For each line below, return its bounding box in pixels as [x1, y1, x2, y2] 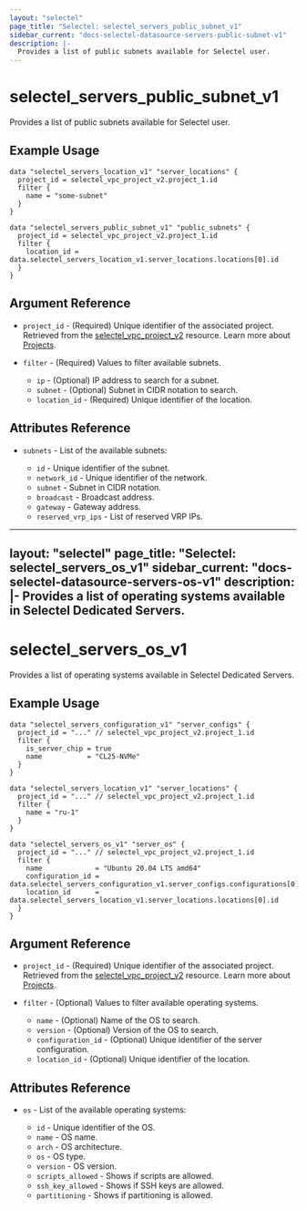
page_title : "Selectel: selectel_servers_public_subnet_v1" [9, 22, 243, 31]
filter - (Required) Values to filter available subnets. [22, 357, 221, 367]
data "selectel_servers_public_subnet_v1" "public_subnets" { [9, 222, 250, 233]
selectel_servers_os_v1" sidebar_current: [9, 560, 250, 575]
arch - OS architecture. [36, 1142, 123, 1153]
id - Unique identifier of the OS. [36, 1122, 156, 1133]
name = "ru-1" [25, 808, 79, 817]
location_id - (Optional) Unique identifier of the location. [36, 1054, 250, 1065]
